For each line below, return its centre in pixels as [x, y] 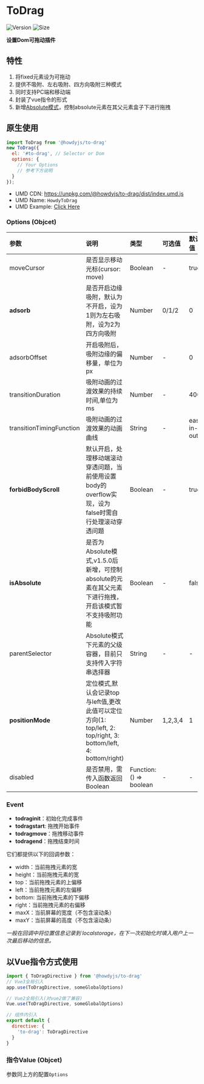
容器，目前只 [104, 653]
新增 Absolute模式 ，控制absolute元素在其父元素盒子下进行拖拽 [93, 107]
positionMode [30, 720]
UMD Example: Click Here [47, 206]
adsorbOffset [28, 357]
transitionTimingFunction [45, 428]
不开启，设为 [104, 306]
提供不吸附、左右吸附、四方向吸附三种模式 [68, 84]
